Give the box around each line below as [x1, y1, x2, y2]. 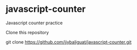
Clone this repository [6, 29, 49, 35]
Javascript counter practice [6, 20, 63, 26]
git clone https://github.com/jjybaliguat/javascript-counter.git [6, 39, 132, 45]
